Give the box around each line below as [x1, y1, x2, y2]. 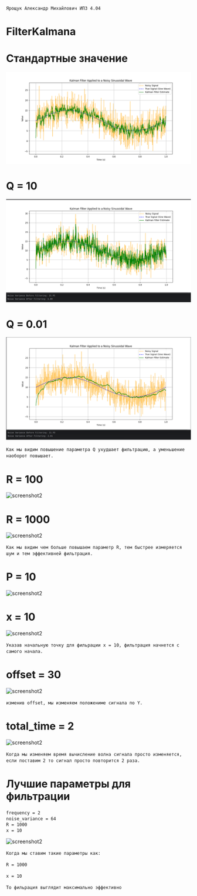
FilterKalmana [6, 25, 76, 38]
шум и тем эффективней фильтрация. [6, 551, 93, 557]
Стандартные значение [6, 52, 128, 65]
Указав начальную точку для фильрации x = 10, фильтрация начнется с [6, 642, 180, 648]
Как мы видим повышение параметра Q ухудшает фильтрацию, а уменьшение [6, 447, 185, 453]
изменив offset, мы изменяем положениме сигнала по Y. [6, 700, 143, 706]
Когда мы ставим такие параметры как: [6, 850, 101, 856]
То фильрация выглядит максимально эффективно [6, 884, 122, 890]
